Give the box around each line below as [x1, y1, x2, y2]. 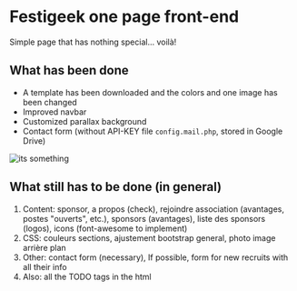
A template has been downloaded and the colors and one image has [22, 86, 279, 97]
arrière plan [22, 242, 66, 253]
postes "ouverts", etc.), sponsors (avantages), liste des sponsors [22, 213, 266, 224]
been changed [22, 96, 77, 107]
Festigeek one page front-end [9, 6, 239, 27]
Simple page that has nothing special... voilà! [9, 36, 177, 47]
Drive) [22, 135, 46, 146]
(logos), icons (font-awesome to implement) [22, 223, 188, 234]
